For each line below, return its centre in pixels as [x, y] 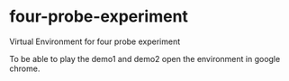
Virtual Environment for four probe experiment [95, 41]
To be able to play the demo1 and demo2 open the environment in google [145, 58]
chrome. [25, 68]
